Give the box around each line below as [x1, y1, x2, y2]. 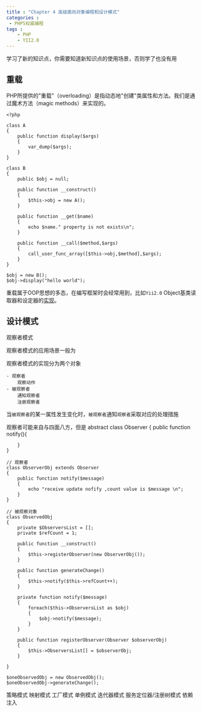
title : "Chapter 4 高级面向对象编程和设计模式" [6, 9, 120, 15]
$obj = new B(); [6, 272, 47, 278]
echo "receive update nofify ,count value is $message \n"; [28, 486, 184, 492]
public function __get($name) [17, 213, 94, 219]
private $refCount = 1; [17, 530, 78, 536]
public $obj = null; [17, 175, 69, 182]
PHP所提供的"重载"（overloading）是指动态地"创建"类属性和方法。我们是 [6, 92, 190, 99]
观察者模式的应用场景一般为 [6, 347, 76, 354]
